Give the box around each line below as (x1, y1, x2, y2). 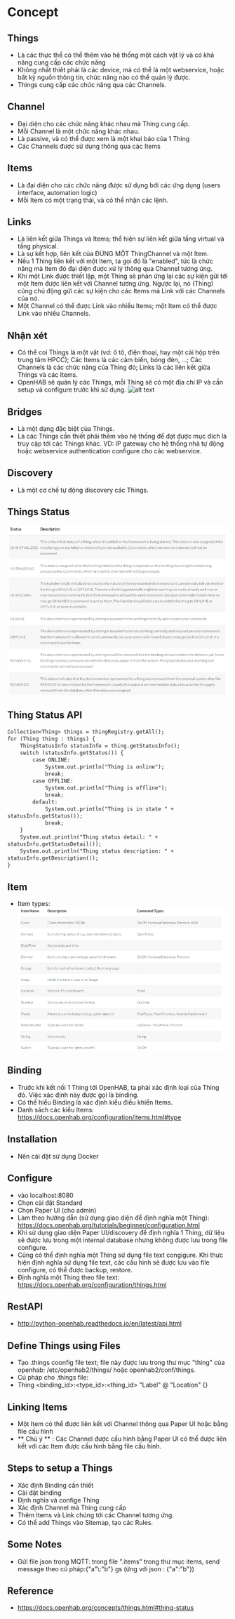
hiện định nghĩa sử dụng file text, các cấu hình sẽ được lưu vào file (17, 1258, 210, 1267)
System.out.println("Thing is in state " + (44, 806, 174, 813)
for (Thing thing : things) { (7, 735, 96, 742)
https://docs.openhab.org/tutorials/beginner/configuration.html (17, 1220, 200, 1229)
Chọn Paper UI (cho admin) (17, 1206, 97, 1214)
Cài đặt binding (17, 1488, 62, 1497)
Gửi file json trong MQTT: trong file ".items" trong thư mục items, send (17, 1557, 220, 1566)
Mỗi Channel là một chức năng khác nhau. (17, 127, 140, 135)
